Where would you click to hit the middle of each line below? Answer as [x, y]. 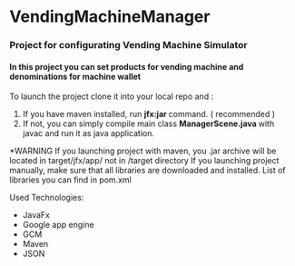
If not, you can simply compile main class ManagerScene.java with [148, 123]
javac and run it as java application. [88, 133]
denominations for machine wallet [75, 76]
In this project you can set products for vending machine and [127, 66]
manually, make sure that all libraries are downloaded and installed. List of [147, 171]
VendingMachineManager [110, 17]
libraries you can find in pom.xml [70, 180]
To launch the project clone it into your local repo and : [112, 96]
